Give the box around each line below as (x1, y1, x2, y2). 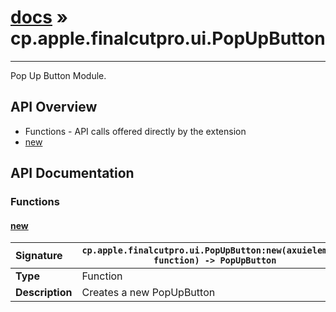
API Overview (10, 99, 98, 116)
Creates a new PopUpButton (81, 286, 216, 300)
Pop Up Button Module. (10, 69, 107, 81)
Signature (15, 249, 63, 263)
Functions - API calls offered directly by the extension (24, 125, 247, 137)
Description (15, 286, 73, 300)
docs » (10, 6, 69, 29)
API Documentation (10, 165, 135, 182)
